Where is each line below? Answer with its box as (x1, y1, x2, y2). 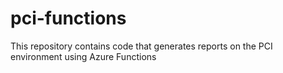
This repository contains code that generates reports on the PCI (10, 40, 273, 52)
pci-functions (10, 7, 127, 30)
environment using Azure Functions (10, 50, 157, 62)
